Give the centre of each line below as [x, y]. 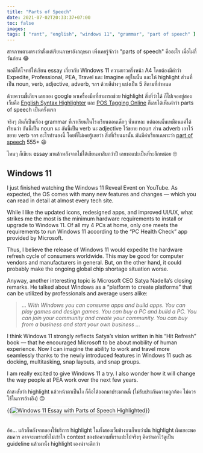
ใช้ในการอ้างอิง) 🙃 [26, 398]
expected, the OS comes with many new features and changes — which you [101, 194]
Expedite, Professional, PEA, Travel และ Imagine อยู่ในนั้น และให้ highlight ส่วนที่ [100, 77]
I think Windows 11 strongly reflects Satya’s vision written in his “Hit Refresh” [101, 336]
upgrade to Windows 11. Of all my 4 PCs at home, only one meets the [92, 225]
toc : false [20, 23]
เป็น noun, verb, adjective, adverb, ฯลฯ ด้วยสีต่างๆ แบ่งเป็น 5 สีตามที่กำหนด [89, 84]
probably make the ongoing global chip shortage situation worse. [88, 269]
